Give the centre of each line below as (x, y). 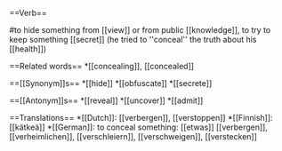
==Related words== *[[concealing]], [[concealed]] (101, 66)
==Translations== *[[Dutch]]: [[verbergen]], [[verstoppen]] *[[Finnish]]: (141, 118)
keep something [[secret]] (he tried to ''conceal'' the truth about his (133, 40)
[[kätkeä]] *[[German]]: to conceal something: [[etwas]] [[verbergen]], (139, 127)
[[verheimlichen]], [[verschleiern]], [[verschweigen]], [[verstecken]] (133, 136)
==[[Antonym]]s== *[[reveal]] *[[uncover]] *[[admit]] (106, 100)
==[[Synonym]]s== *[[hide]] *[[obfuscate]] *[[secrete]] (111, 83)
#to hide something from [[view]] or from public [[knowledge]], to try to (140, 30)
